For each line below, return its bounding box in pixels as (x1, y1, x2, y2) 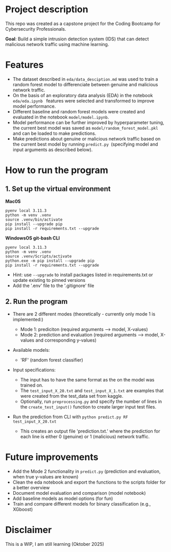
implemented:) (12, 316, 43, 322)
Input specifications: (12, 367, 56, 373)
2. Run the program (5, 297, 68, 306)
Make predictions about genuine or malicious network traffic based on (12, 135, 161, 141)
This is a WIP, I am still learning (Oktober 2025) (5, 541, 105, 547)
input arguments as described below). (12, 147, 93, 153)
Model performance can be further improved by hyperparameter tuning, (12, 119, 164, 126)
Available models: (12, 347, 50, 353)
